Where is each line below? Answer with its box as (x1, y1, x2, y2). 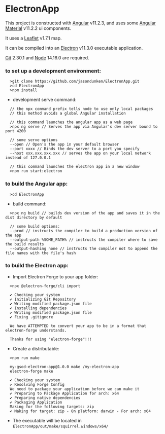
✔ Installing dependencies (10, 305, 67, 311)
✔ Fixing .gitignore (10, 314, 53, 319)
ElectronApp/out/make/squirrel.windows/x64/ (12, 424, 109, 429)
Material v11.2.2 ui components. (5, 25, 72, 31)
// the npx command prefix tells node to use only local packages (10, 106, 153, 112)
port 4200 (5, 129, 26, 134)
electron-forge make (10, 369, 53, 374)
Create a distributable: (12, 345, 59, 351)
